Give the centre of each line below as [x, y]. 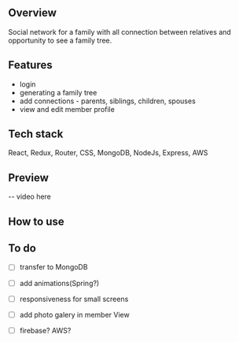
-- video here [29, 197]
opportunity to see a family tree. [60, 40]
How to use [36, 221]
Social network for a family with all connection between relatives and [120, 32]
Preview [29, 178]
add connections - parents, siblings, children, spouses [108, 101]
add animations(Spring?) [59, 283]
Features [30, 65]
